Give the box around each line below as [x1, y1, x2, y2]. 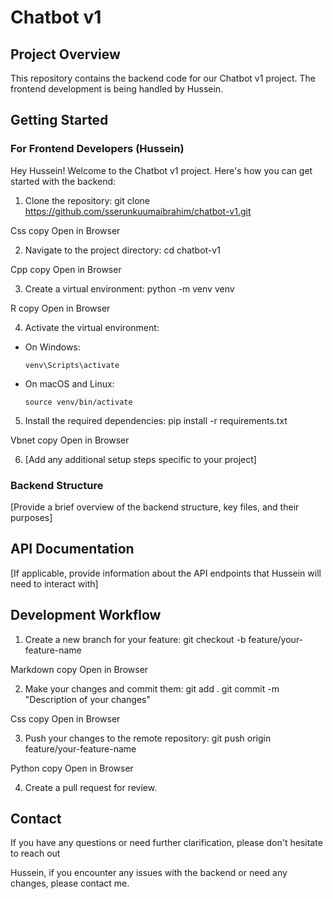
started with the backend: [10, 175, 117, 187]
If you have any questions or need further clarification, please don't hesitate [10, 837, 323, 849]
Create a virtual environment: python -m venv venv [24, 282, 235, 295]
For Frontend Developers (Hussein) [10, 142, 185, 156]
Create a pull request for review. [24, 781, 158, 793]
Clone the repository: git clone [24, 194, 150, 206]
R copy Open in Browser [10, 302, 111, 314]
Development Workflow [10, 607, 162, 624]
